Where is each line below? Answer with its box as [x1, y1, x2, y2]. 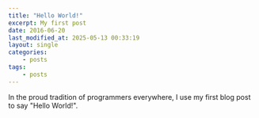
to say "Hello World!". [8, 101, 78, 110]
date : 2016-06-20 [8, 26, 66, 34]
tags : [8, 63, 26, 71]
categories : [8, 48, 48, 56]
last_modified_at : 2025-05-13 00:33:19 [8, 33, 140, 42]
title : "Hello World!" [8, 11, 83, 20]
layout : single [8, 41, 59, 49]
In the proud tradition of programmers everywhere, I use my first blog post [8, 92, 251, 101]
